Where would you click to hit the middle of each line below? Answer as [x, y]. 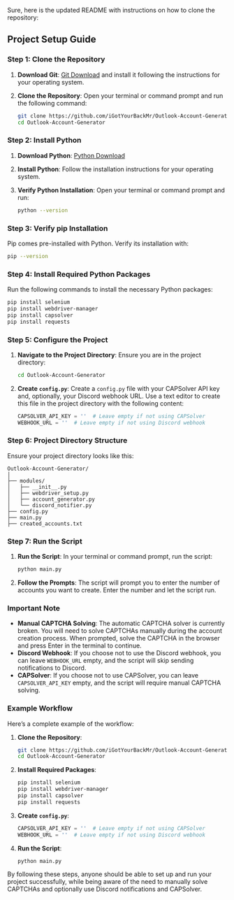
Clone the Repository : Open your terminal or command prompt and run [120, 95]
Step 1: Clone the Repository [56, 59]
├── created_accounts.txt [45, 524]
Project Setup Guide [52, 40]
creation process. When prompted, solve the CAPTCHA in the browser [118, 638]
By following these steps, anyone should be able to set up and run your [109, 874]
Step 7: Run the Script [45, 541]
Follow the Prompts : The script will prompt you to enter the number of [118, 583]
